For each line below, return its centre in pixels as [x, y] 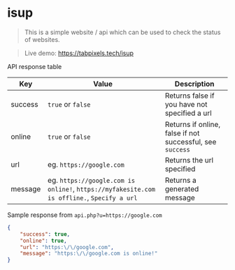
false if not [182, 133]
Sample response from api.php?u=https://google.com [85, 215]
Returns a [181, 180]
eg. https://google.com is [91, 180]
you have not [186, 104]
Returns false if [190, 96]
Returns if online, [193, 124]
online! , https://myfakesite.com [102, 188]
